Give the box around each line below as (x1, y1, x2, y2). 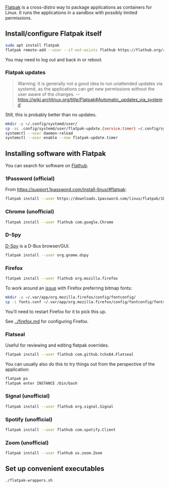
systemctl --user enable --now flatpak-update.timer (5, 135, 118, 140)
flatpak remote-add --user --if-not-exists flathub (5, 47, 116, 52)
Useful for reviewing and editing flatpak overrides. (5, 342, 109, 348)
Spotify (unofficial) (5, 416, 53, 423)
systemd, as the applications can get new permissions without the (17, 85, 155, 92)
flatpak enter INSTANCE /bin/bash (5, 380, 78, 386)
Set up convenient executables (5, 464, 105, 473)
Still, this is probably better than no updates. (5, 112, 97, 118)
